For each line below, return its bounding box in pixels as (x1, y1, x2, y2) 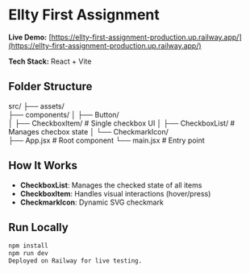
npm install (8, 242, 48, 250)
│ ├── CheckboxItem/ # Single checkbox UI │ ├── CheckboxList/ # (8, 118, 235, 128)
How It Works (8, 159, 78, 172)
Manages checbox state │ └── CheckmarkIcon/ (8, 126, 169, 136)
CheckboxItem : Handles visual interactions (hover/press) (19, 188, 211, 198)
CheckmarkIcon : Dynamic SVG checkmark (19, 197, 164, 207)
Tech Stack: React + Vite (8, 56, 92, 66)
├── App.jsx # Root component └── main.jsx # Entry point (8, 135, 206, 145)
